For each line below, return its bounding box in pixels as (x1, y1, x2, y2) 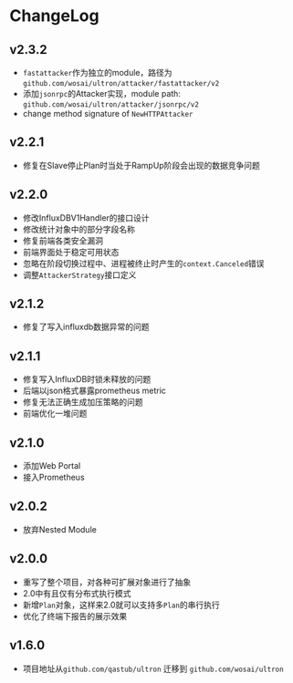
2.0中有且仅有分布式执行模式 (22, 587, 131, 598)
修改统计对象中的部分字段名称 (22, 223, 135, 234)
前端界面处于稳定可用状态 (22, 246, 120, 257)
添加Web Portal (22, 461, 81, 471)
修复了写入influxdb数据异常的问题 (22, 321, 150, 333)
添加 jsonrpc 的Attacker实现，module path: (22, 88, 181, 98)
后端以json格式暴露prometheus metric (22, 385, 167, 397)
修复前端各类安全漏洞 (22, 234, 103, 246)
